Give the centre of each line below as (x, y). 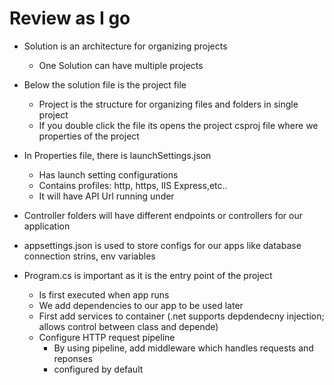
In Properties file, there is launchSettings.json (117, 155)
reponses (73, 358)
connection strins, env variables (89, 256)
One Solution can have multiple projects (121, 65)
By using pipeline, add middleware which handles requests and (183, 348)
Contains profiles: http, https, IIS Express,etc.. (133, 185)
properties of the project (89, 136)
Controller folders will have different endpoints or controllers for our (163, 215)
